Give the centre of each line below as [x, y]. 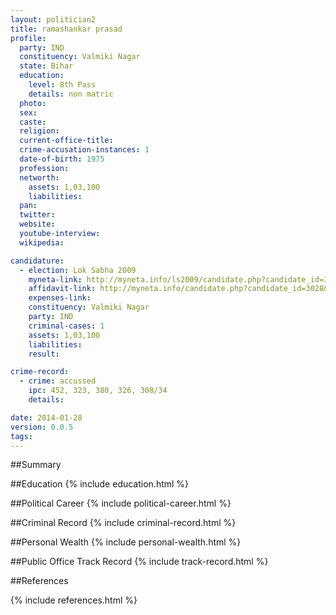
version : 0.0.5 [42, 427]
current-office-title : [66, 141]
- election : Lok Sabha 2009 [78, 270]
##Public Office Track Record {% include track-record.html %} [139, 562]
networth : [39, 177]
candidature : [37, 261]
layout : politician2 [53, 19]
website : [37, 224]
